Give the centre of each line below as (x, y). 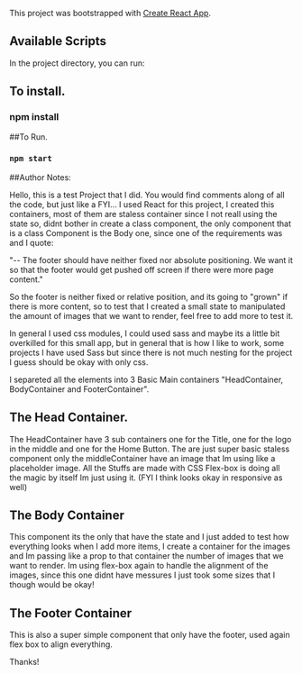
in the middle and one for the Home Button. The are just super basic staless (150, 449)
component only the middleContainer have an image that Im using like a (142, 458)
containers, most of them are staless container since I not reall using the (143, 214)
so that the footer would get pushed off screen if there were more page (142, 269)
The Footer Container (71, 613)
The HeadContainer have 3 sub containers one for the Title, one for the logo (151, 439)
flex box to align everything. (61, 644)
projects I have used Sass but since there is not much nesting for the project (151, 352)
